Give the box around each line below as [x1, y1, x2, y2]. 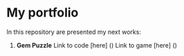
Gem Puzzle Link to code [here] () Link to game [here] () [16, 41, 178, 49]
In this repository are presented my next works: [6, 28, 141, 36]
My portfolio [6, 5, 79, 21]
